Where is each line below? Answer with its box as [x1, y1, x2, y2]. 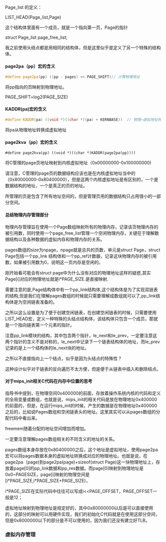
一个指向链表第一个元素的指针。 [9, 322, 75, 328]
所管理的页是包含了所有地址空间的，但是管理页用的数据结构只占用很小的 [5, 193, 152, 200]
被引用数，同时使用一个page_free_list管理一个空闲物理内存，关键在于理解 [5, 230, 155, 236]
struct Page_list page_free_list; [5, 34, 68, 40]
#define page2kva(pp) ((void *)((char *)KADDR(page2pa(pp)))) [5, 150, 136, 155]
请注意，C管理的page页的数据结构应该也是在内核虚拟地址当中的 [5, 170, 136, 176]
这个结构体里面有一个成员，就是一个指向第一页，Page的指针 [5, 24, 128, 30]
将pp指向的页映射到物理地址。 [5, 84, 67, 90]
